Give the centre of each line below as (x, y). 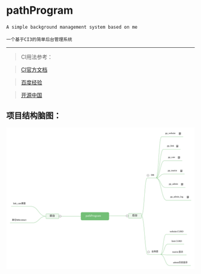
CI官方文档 (34, 69)
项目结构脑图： (34, 116)
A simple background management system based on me (72, 27)
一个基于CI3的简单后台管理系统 (39, 39)
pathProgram (40, 10)
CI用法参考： (36, 57)
